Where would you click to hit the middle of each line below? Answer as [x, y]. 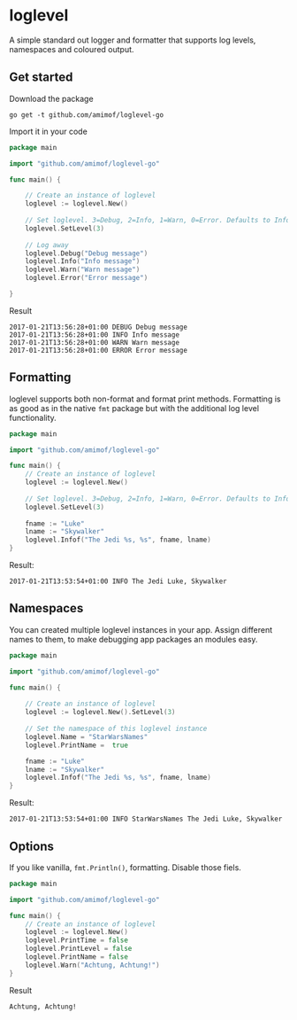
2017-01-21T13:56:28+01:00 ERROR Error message [99, 350]
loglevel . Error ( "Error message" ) [87, 278]
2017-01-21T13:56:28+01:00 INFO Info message [94, 335]
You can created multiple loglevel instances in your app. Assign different [141, 629]
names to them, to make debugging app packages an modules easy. [133, 639]
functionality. [33, 417]
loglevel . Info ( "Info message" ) [83, 261]
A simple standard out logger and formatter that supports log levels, [133, 40]
